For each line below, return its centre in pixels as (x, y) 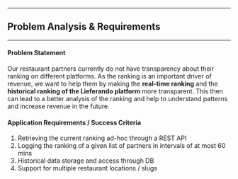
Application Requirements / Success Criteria (74, 122)
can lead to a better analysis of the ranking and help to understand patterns (118, 99)
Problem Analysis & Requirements (84, 27)
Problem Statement (36, 53)
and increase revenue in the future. (58, 106)
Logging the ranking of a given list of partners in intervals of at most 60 (121, 146)
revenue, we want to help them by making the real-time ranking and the (113, 84)
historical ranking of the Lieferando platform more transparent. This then (115, 91)
